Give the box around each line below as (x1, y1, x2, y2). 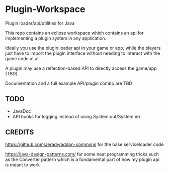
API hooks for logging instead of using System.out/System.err (12, 113, 141, 119)
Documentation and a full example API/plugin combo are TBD (5, 80, 132, 86)
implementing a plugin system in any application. (5, 35, 107, 41)
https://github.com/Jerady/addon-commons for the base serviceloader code (5, 141, 164, 147)
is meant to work (5, 161, 40, 167)
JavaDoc (12, 108, 31, 114)
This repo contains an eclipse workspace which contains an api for (5, 30, 144, 36)
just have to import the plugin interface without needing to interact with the (5, 50, 160, 56)
